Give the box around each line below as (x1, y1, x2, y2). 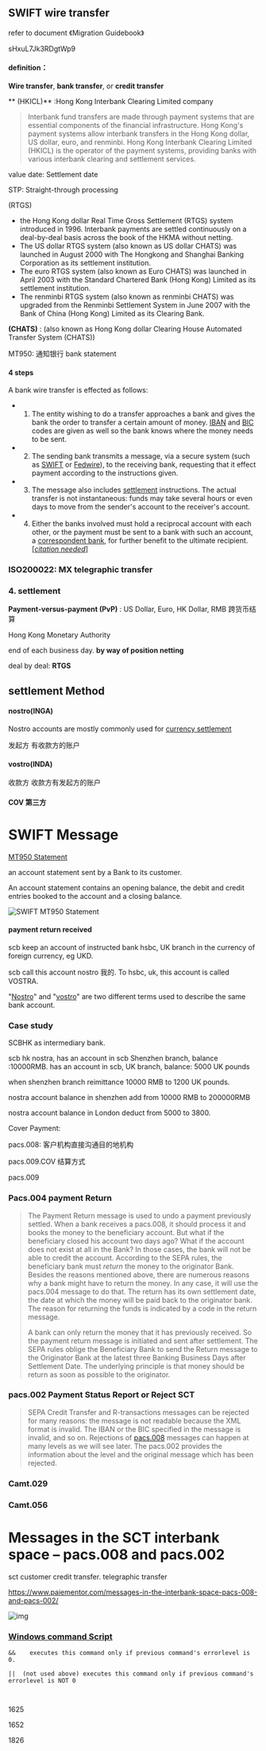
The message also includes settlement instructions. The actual (31, 485, 237, 495)
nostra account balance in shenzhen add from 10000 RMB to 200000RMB (8, 1093, 251, 1102)
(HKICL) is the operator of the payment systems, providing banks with (27, 146, 256, 156)
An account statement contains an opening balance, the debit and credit (8, 882, 245, 893)
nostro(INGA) (8, 707, 54, 716)
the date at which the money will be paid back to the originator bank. (27, 1295, 253, 1304)
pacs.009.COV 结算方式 (8, 1156, 86, 1167)
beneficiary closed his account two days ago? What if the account (27, 1236, 245, 1245)
